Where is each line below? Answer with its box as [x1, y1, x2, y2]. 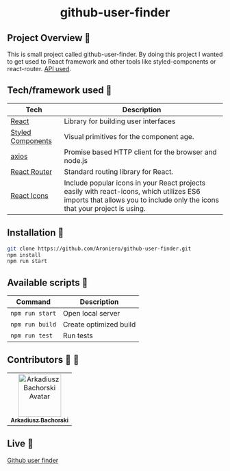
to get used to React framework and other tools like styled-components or [7, 58, 216, 66]
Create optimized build [62, 320, 136, 329]
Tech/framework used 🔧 [7, 84, 112, 97]
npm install [7, 251, 41, 258]
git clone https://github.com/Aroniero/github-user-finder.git [7, 245, 192, 252]
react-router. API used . [7, 65, 72, 73]
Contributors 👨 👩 [7, 354, 80, 366]
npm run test [10, 332, 53, 340]
